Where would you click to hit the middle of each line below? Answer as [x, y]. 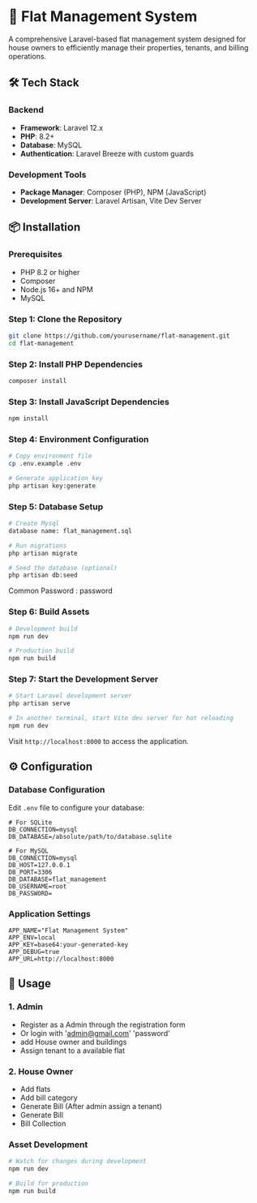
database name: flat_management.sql [70, 531]
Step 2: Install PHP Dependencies [76, 364]
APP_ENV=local [32, 937]
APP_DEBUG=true [34, 952]
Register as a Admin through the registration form [103, 1025]
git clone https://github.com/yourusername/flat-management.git [119, 336]
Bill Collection [43, 1124]
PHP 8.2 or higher [50, 272]
